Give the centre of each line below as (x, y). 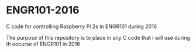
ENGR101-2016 (43, 10)
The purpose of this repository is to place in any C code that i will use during (98, 37)
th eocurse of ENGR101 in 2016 (43, 44)
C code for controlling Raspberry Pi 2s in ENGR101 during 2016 (82, 26)
